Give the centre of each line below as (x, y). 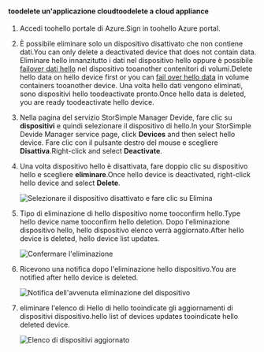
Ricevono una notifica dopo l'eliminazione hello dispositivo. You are (128, 269)
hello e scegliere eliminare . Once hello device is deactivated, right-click (135, 175)
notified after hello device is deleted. (79, 278)
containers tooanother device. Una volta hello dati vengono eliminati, (131, 86)
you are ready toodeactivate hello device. (87, 102)
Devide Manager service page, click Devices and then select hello (127, 135)
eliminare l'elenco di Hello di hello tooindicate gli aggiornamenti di (126, 308)
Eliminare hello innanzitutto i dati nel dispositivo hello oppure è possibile (136, 61)
